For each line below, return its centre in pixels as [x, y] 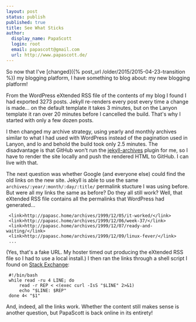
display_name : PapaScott [42, 39]
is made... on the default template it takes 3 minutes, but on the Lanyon [92, 108]
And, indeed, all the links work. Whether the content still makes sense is [93, 306]
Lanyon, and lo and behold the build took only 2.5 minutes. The [82, 144]
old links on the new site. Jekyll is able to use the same [72, 180]
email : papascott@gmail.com [46, 50]
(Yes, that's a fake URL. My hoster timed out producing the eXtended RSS [95, 252]
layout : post [22, 11]
